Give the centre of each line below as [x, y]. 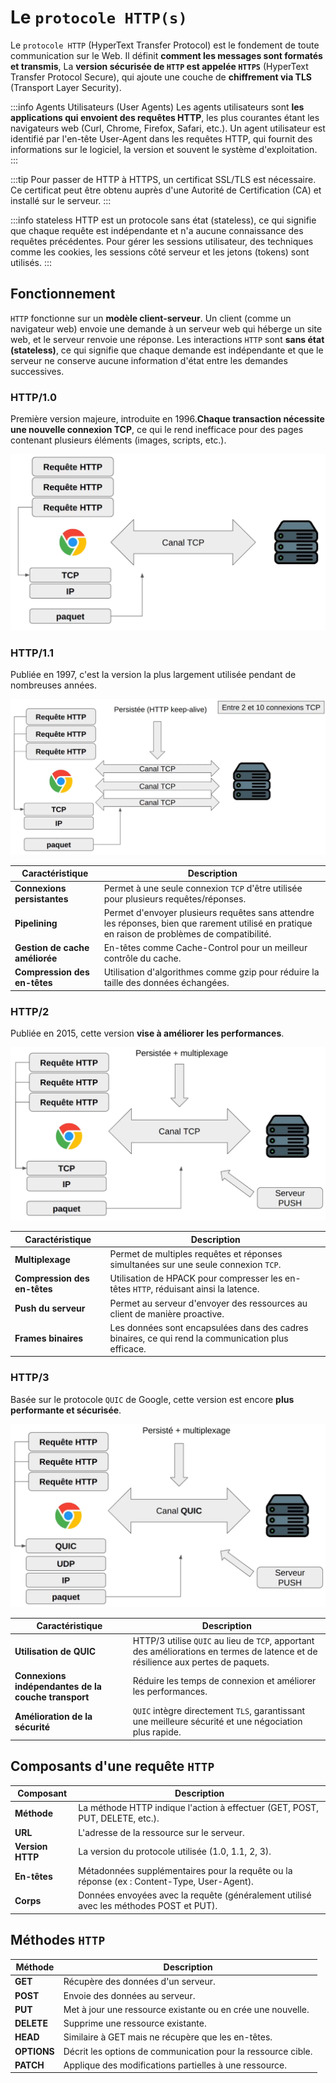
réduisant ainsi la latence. [207, 1289]
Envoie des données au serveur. [129, 1995]
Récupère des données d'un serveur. [139, 1982]
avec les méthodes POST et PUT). [148, 1906]
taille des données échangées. [166, 983]
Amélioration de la [53, 1716]
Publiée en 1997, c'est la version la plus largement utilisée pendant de [153, 675]
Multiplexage [42, 1259]
